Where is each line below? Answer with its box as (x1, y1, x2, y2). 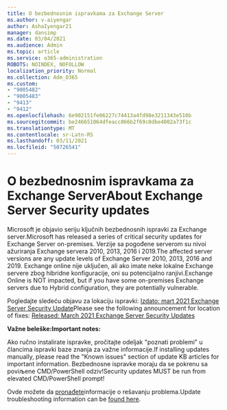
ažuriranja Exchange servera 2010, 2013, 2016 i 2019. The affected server (7, 247, 213, 255)
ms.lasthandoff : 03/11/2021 (7, 138, 88, 145)
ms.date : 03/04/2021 (7, 36, 67, 43)
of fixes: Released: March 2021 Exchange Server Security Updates (7, 311, 195, 319)
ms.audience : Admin (7, 42, 63, 49)
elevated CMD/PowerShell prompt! (7, 374, 105, 383)
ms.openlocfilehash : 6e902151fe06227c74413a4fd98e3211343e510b (7, 112, 192, 119)
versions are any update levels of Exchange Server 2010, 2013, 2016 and (7, 254, 213, 263)
